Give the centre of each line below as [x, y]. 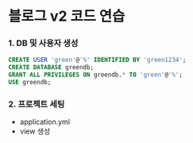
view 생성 [35, 131]
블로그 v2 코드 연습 [67, 16]
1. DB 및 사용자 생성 [43, 43]
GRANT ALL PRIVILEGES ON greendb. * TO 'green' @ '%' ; [95, 75]
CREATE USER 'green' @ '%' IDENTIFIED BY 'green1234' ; [97, 60]
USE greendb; [30, 83]
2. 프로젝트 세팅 [37, 104]
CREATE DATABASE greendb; [51, 68]
